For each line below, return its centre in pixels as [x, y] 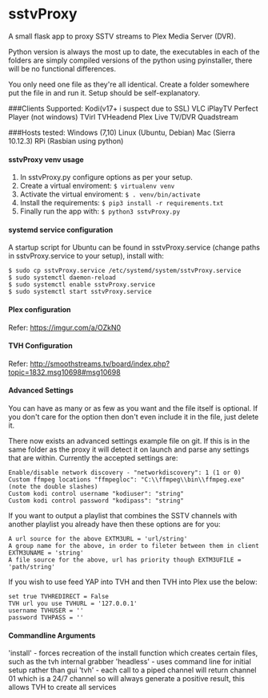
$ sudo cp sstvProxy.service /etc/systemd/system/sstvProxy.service [125, 271]
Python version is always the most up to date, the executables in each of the [134, 51]
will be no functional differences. [62, 68]
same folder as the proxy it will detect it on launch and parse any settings [129, 449]
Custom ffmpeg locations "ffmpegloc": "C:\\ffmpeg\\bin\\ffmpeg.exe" [127, 479]
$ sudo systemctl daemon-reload [62, 278]
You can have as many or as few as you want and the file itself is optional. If [133, 408]
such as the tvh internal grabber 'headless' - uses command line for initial [130, 662]
